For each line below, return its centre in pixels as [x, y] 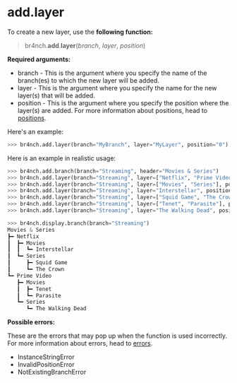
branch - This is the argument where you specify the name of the [112, 73]
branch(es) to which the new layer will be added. [89, 80]
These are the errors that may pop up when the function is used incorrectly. [117, 336]
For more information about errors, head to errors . [80, 343]
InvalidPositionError [46, 365]
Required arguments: [39, 59]
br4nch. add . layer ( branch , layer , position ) [85, 45]
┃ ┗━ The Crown [36, 269]
